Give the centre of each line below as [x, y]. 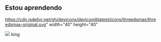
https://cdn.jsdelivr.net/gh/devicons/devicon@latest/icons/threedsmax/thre [81, 19]
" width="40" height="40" [72, 24]
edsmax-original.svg [26, 24]
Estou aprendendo [34, 8]
